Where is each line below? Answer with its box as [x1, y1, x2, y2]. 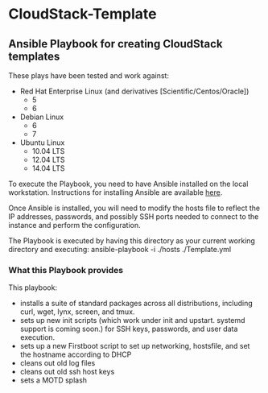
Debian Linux [19, 112, 64, 122]
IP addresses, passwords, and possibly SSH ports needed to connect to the [8, 212, 259, 221]
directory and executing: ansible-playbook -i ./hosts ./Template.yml [8, 245, 232, 254]
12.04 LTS [31, 155, 65, 164]
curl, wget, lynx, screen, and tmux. [19, 307, 135, 316]
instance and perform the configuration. [8, 221, 141, 230]
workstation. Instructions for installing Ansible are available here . [8, 188, 223, 197]
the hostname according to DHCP [19, 350, 132, 359]
